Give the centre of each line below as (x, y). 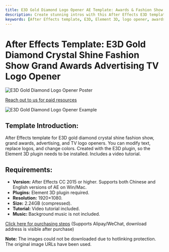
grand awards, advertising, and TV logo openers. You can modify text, (78, 143)
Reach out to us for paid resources (41, 100)
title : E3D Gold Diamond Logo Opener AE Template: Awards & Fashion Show (84, 10)
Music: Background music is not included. (56, 214)
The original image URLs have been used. (49, 244)
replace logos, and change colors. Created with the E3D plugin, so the (78, 149)
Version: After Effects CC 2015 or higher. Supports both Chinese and (84, 181)
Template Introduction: (42, 126)
